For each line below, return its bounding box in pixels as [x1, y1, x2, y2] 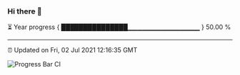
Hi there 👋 [7, 6, 43, 16]
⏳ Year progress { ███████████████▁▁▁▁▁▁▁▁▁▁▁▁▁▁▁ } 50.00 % [7, 23, 231, 31]
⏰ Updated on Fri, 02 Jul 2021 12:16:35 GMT [7, 46, 138, 54]
